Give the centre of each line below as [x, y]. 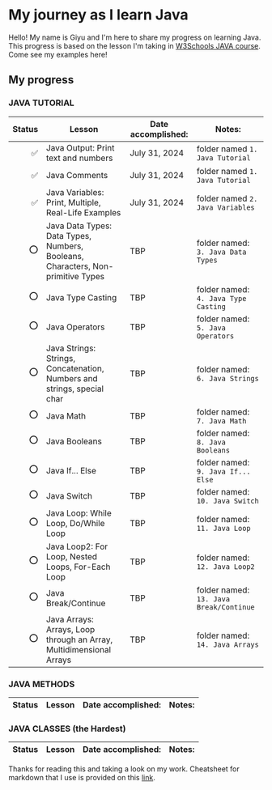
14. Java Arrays [227, 644]
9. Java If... [223, 471]
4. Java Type [221, 298]
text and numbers [79, 158]
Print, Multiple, [73, 202]
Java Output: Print [80, 147]
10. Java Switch [227, 501]
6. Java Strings [227, 378]
